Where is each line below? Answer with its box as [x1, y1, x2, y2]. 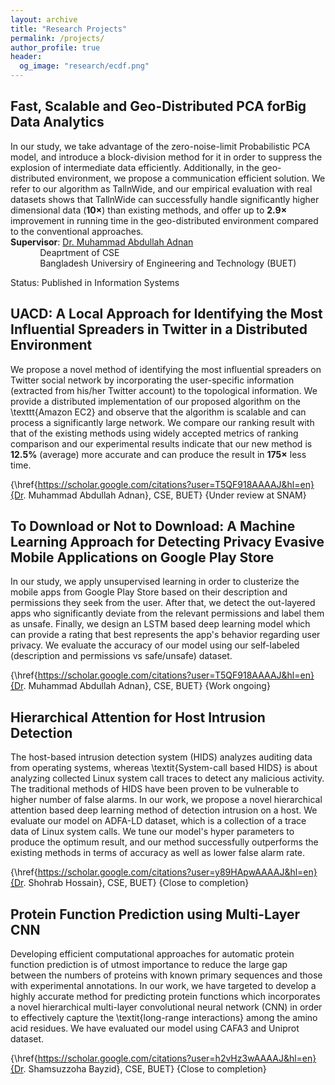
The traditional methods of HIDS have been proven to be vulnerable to [10, 783, 300, 795]
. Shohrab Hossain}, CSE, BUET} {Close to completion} [23, 877, 250, 889]
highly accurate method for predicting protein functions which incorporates [10, 991, 321, 1003]
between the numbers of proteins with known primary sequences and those [10, 969, 323, 981]
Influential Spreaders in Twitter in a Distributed [10, 321, 308, 338]
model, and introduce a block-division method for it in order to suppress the [10, 151, 323, 163]
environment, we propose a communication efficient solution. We [56, 172, 326, 184]
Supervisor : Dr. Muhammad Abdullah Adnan [10, 236, 194, 248]
